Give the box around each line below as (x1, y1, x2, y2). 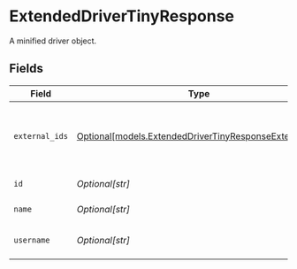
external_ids (13, 131, 69, 141)
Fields (9, 61, 44, 76)
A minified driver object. (9, 35, 97, 46)
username (13, 234, 50, 245)
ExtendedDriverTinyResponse (9, 6, 235, 27)
